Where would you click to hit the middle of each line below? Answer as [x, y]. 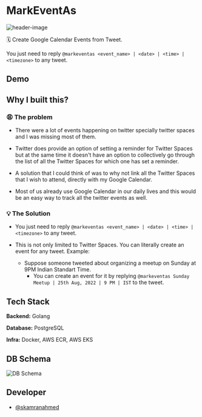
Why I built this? [37, 100]
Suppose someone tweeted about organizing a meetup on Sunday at [110, 263]
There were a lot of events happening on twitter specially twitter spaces [105, 131]
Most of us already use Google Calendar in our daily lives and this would [105, 191]
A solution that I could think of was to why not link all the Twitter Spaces [105, 173]
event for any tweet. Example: [52, 251]
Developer [26, 392]
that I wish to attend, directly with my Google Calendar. [84, 180]
